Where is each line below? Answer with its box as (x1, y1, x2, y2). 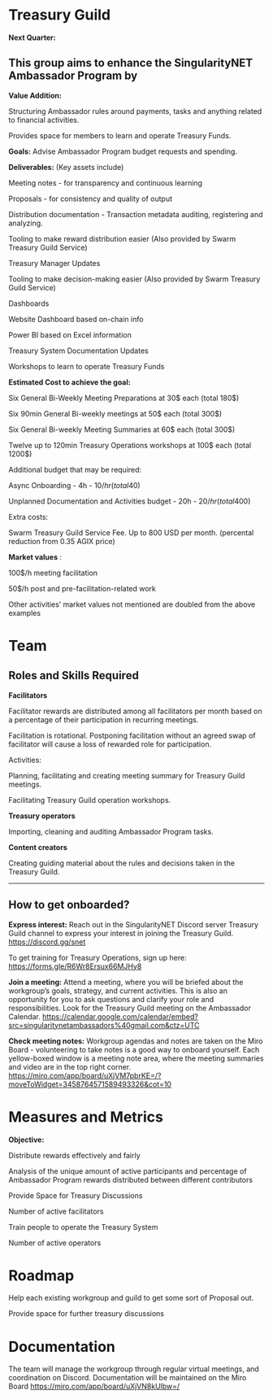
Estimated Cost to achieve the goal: (8, 377, 132, 387)
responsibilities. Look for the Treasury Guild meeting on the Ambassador (8, 1003, 252, 1013)
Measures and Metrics (8, 1108, 164, 1126)
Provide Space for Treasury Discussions (8, 1190, 143, 1201)
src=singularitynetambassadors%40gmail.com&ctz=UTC (8, 1020, 201, 1030)
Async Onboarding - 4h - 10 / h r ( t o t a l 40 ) (8, 480, 141, 490)
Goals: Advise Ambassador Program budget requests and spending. (8, 146, 238, 156)
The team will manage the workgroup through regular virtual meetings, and (8, 1364, 260, 1374)
